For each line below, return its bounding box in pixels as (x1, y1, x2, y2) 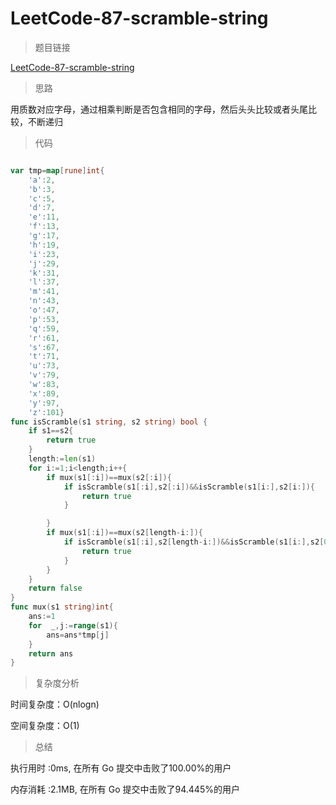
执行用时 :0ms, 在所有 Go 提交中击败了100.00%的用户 (10, 762, 232, 774)
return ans (28, 648, 74, 659)
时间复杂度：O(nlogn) (10, 698, 100, 711)
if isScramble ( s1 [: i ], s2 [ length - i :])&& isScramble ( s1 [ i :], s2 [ (63, 537, 325, 547)
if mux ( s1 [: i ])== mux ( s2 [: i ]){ (46, 472, 172, 482)
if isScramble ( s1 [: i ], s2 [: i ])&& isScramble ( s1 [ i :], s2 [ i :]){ (63, 482, 316, 492)
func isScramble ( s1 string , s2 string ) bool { (10, 417, 208, 427)
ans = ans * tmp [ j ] (46, 630, 110, 640)
